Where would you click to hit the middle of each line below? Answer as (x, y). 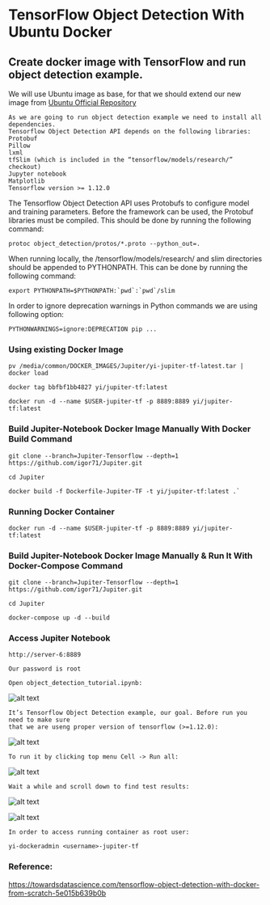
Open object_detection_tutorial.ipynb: (76, 683)
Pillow (19, 146)
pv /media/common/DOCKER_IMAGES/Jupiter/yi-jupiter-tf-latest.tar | (126, 366)
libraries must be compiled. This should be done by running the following (130, 220)
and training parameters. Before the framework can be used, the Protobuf (131, 211)
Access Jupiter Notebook (59, 638)
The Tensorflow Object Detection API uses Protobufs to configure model (129, 203)
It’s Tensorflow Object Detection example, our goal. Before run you (128, 713)
